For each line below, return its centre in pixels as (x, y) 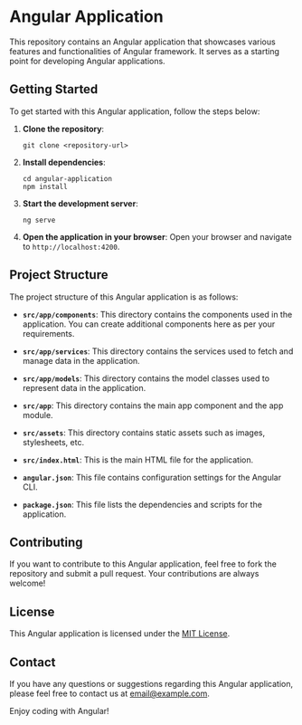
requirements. (48, 333)
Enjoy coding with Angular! (60, 711)
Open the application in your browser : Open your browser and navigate (157, 236)
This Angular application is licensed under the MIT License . (120, 634)
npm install (45, 186)
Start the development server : (80, 203)
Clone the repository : (63, 129)
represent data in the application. (84, 387)
